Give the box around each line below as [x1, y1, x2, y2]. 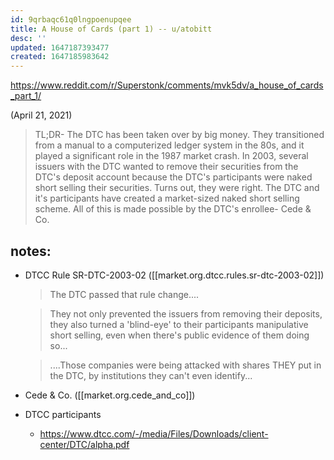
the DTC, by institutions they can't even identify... [49, 369, 253, 381]
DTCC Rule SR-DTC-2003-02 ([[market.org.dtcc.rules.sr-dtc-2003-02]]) [24, 269, 325, 281]
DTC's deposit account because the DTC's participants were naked [34, 171, 313, 183]
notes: [10, 242, 52, 260]
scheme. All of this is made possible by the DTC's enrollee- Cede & [34, 203, 312, 215]
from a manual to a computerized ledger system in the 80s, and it [34, 139, 305, 151]
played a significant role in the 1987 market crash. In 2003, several [34, 150, 309, 162]
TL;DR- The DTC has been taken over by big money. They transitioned [34, 129, 325, 141]
